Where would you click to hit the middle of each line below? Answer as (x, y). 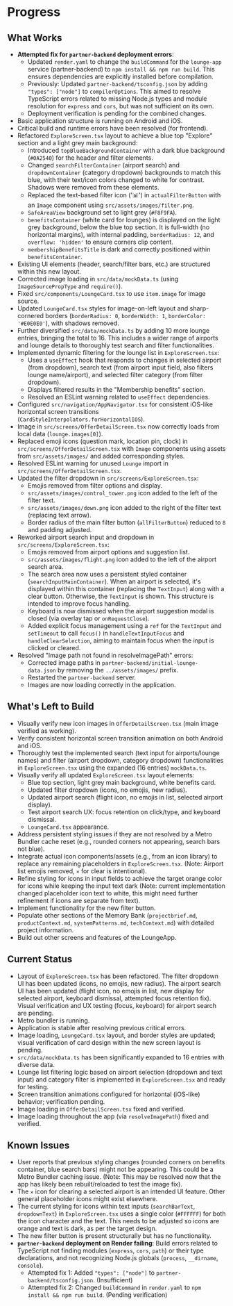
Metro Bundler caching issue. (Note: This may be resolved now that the (119, 1177)
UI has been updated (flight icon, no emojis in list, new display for (111, 991)
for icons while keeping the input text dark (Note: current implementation (121, 886)
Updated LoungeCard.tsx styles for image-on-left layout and (103, 308)
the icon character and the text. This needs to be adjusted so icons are (118, 1221)
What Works (35, 38)
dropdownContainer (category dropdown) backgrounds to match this (124, 172)
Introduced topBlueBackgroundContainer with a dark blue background (126, 150)
